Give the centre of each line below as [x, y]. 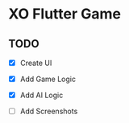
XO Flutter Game [65, 14]
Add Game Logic [48, 79]
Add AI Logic [42, 95]
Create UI [36, 63]
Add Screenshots [49, 111]
